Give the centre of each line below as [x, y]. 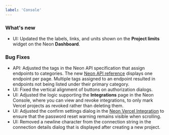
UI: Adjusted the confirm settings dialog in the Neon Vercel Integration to [88, 111]
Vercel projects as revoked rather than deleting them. [68, 106]
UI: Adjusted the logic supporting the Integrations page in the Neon [83, 95]
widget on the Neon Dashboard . [46, 44]
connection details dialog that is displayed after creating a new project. [87, 127]
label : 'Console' [24, 10]
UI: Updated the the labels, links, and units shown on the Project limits [86, 38]
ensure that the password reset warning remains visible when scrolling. [87, 116]
